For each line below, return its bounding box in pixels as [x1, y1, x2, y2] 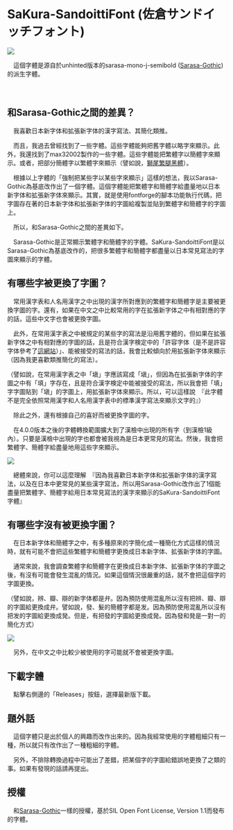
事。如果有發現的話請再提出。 [7, 765, 92, 772]
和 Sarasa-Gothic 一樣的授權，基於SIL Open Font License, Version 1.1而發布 [12, 806, 225, 815]
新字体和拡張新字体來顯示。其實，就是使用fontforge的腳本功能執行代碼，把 [7, 190, 222, 199]
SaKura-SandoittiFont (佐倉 [7, 6, 167, 22]
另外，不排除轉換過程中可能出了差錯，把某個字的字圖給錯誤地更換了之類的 [12, 756, 226, 764]
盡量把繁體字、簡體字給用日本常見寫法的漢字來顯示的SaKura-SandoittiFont [7, 488, 221, 497]
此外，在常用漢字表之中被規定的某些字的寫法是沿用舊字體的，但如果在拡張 [12, 329, 226, 338]
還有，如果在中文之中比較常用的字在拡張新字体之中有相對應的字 [43, 306, 226, 314]
